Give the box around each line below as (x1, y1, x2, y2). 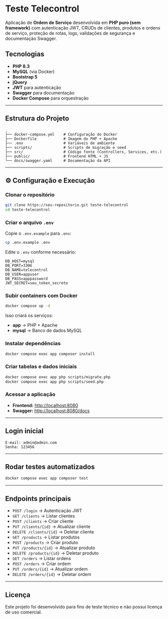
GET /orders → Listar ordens (12, 556, 71, 562)
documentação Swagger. (5, 35, 57, 41)
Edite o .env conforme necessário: (5, 249, 76, 255)
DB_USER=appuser (5, 272, 39, 277)
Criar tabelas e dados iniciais (5, 363, 77, 370)
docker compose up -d (5, 303, 50, 309)
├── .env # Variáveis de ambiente (5, 140, 115, 145)
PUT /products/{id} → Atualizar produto (12, 545, 95, 551)
